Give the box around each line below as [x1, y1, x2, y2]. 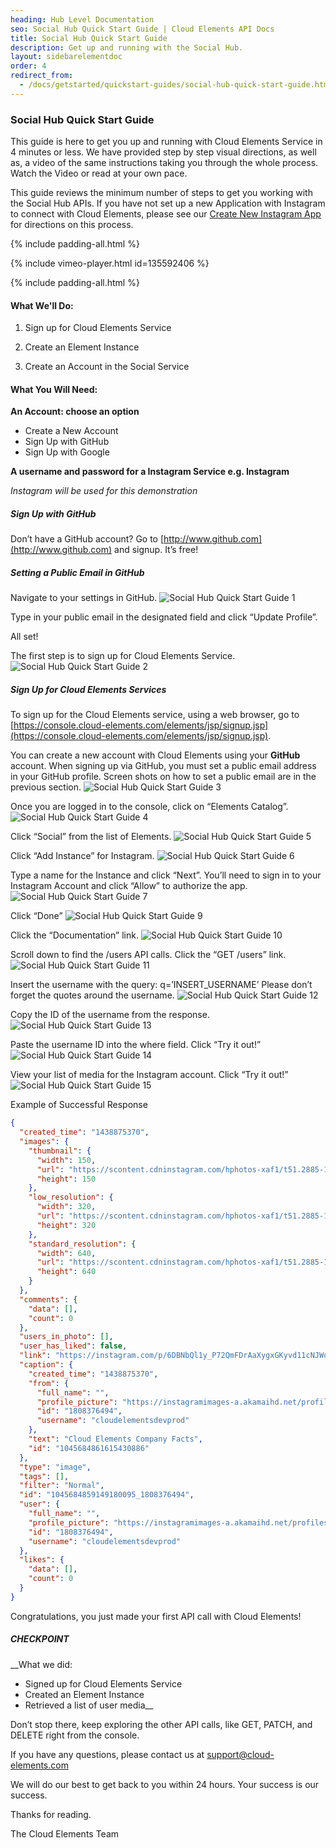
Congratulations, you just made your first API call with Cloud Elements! [10, 1610, 302, 1622]
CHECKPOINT [10, 1633, 70, 1645]
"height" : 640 [36, 1267, 97, 1277]
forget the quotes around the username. [10, 989, 175, 1001]
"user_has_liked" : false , [19, 1341, 128, 1351]
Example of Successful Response [10, 1099, 148, 1111]
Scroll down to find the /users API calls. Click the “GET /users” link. [10, 949, 287, 961]
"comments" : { [19, 1294, 78, 1305]
